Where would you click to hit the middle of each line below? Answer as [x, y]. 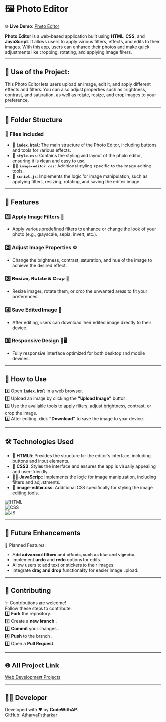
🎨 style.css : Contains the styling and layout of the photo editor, [77, 156]
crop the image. [21, 413]
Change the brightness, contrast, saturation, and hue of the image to [82, 260]
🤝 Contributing [28, 590]
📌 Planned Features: [25, 545]
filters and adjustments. [36, 482]
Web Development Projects [33, 677]
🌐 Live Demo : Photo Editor [32, 26]
